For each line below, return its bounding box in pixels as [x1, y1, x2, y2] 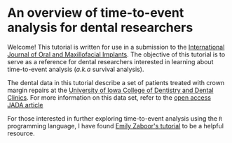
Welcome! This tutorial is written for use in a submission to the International [7, 43, 225, 51]
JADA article [7, 100, 43, 109]
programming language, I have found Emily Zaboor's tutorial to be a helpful [7, 121, 224, 130]
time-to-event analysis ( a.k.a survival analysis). [7, 65, 145, 73]
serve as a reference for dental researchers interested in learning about [7, 57, 214, 66]
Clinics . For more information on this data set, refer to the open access [7, 93, 212, 102]
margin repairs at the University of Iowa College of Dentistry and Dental [7, 86, 214, 94]
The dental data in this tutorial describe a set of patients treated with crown [7, 78, 225, 86]
